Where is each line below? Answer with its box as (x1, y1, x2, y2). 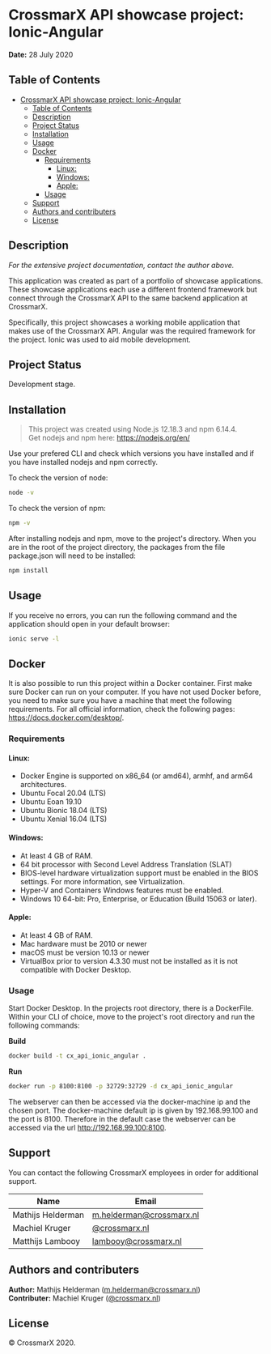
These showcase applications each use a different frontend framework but (8, 284, 257, 294)
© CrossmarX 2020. (8, 1338, 76, 1348)
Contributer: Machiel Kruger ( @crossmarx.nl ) (8, 1293, 162, 1303)
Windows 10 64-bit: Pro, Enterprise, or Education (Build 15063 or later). (19, 893, 257, 904)
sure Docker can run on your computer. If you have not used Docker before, (8, 687, 261, 697)
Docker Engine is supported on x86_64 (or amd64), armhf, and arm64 (19, 771, 253, 781)
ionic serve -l (8, 634, 60, 643)
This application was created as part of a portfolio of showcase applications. (8, 275, 264, 285)
